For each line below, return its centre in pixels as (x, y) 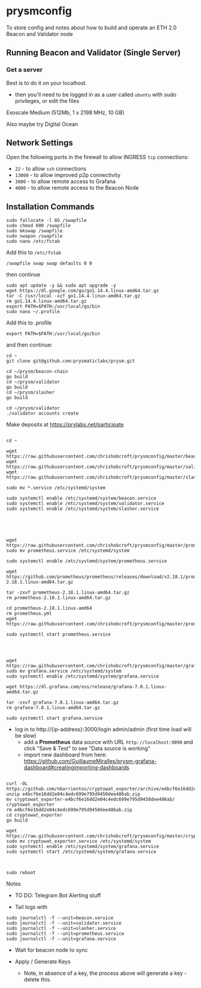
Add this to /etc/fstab (34, 253)
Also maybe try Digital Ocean (42, 124)
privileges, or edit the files (47, 101)
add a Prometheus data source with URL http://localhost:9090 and (108, 742)
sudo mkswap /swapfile (34, 231)
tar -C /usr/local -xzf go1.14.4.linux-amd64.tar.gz (73, 296)
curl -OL (17, 784)
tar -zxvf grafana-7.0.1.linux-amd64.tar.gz (63, 703)
